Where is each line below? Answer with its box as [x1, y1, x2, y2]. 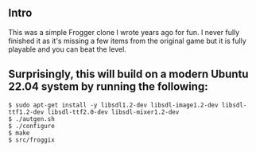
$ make [8, 129, 30, 137]
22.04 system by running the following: [8, 80, 208, 94]
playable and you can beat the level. [8, 44, 127, 54]
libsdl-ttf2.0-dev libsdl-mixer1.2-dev [47, 107, 180, 116]
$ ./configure [8, 122, 56, 130]
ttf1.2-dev [8, 107, 45, 116]
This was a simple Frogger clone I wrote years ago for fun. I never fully [8, 27, 240, 37]
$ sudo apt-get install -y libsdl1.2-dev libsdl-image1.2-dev [8, 101, 219, 109]
